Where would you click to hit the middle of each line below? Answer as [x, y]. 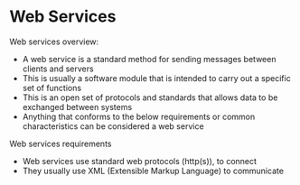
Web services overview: [54, 42]
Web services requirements [61, 143]
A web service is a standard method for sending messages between [149, 59]
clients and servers [58, 69]
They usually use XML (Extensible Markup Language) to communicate [153, 171]
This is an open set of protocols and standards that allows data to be [150, 97]
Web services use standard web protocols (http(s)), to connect [140, 161]
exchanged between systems [77, 106]
